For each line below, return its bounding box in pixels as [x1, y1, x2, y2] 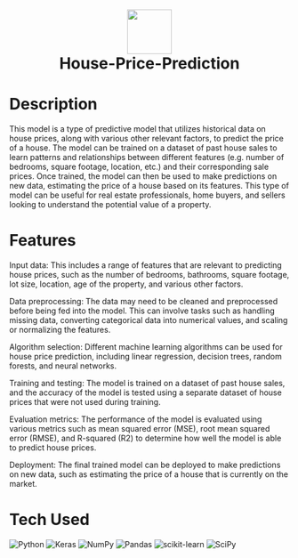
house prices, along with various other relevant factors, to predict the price [9, 133, 285, 144]
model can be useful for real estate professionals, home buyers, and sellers [9, 190, 286, 200]
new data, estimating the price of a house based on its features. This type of [9, 181, 289, 191]
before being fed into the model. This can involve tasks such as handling [9, 305, 275, 316]
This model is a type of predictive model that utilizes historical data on [9, 124, 267, 134]
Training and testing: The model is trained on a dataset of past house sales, [9, 378, 286, 389]
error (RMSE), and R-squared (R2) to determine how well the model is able [9, 433, 282, 444]
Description [9, 94, 98, 115]
